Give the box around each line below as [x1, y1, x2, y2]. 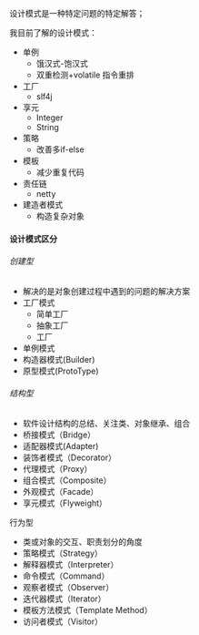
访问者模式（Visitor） [22, 616, 103, 627]
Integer [35, 112, 64, 123]
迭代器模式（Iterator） [22, 593, 106, 604]
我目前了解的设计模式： [9, 27, 97, 38]
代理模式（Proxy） [22, 464, 93, 474]
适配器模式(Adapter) [22, 441, 99, 451]
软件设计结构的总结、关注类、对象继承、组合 [22, 418, 191, 428]
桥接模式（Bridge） [22, 429, 96, 440]
